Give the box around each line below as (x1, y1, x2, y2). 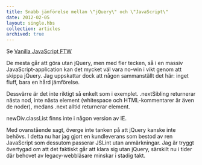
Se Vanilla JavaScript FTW (6, 48, 72, 55)
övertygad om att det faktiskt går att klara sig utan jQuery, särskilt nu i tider (6, 146, 192, 153)
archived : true (6, 31, 45, 37)
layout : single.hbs (6, 20, 55, 26)
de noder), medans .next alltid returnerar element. (6, 103, 131, 110)
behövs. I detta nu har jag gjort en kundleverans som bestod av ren (6, 133, 173, 140)
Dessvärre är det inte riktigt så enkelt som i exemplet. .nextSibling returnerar (6, 90, 196, 98)
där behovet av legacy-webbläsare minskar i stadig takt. (6, 152, 146, 160)
